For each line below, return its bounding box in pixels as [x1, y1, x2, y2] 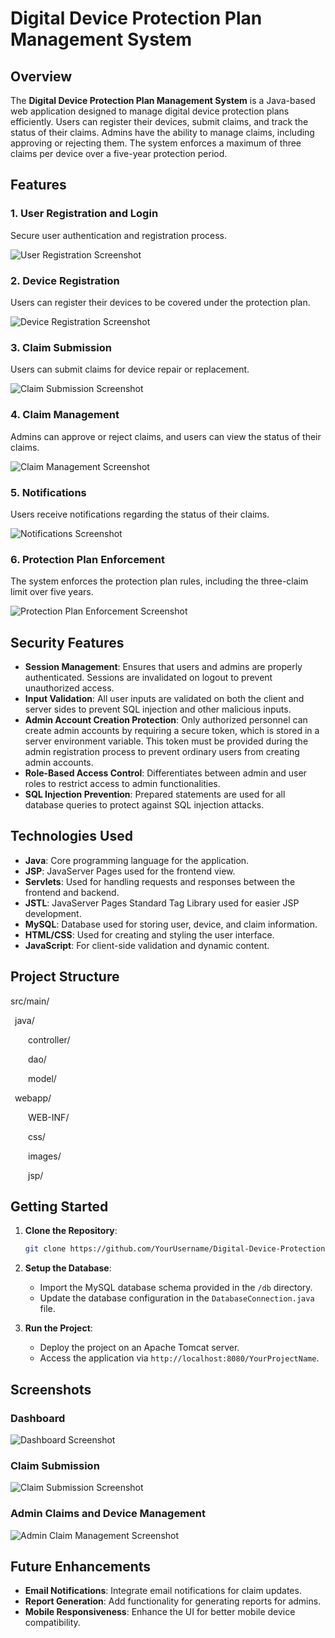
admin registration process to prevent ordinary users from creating [24, 745, 300, 757]
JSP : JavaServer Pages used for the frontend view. [24, 865, 236, 877]
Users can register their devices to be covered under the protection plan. [10, 296, 311, 308]
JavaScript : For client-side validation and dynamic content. [24, 939, 270, 951]
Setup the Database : [24, 1262, 112, 1274]
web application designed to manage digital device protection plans [10, 105, 290, 117]
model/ [28, 1072, 57, 1084]
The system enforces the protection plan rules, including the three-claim [10, 575, 309, 587]
